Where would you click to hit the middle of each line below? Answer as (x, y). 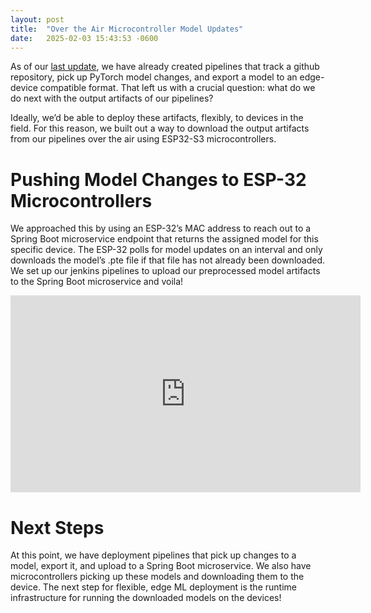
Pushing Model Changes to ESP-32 (158, 179)
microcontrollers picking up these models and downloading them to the (157, 577)
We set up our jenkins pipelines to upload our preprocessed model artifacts (165, 271)
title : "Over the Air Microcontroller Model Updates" (127, 29)
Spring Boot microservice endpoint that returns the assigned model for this (164, 239)
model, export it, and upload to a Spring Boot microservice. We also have (161, 566)
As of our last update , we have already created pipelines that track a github (165, 67)
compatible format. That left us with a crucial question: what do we (177, 88)
